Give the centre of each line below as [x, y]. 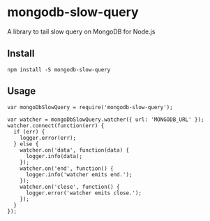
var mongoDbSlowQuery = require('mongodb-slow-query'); [90, 107]
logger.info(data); [54, 156]
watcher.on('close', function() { [70, 187]
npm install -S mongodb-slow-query [59, 70]
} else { [26, 144]
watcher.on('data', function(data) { [75, 150]
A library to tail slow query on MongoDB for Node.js [81, 31]
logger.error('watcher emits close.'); [83, 193]
